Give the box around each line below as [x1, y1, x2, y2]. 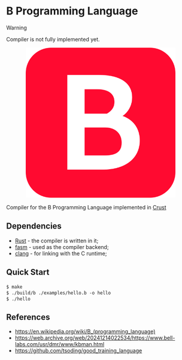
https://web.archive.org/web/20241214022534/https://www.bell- [14, 334, 175, 341]
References [6, 312, 50, 322]
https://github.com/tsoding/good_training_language [14, 347, 142, 355]
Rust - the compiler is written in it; [14, 237, 99, 244]
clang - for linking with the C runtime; [14, 250, 107, 257]
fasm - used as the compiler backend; [14, 243, 109, 250]
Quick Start [6, 267, 50, 277]
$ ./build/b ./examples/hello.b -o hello [6, 290, 111, 296]
